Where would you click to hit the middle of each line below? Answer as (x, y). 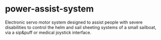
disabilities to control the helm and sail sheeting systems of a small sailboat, (81, 27)
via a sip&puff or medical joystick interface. (48, 32)
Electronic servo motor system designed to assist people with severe (74, 22)
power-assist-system (49, 9)
